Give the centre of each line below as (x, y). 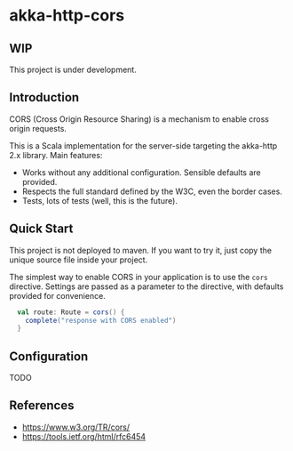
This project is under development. (73, 69)
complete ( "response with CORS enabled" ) (101, 320)
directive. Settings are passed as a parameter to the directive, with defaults (146, 286)
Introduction (44, 97)
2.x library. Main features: (56, 155)
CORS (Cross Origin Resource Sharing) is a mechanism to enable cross (139, 119)
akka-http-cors (67, 16)
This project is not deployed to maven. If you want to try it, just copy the (141, 250)
